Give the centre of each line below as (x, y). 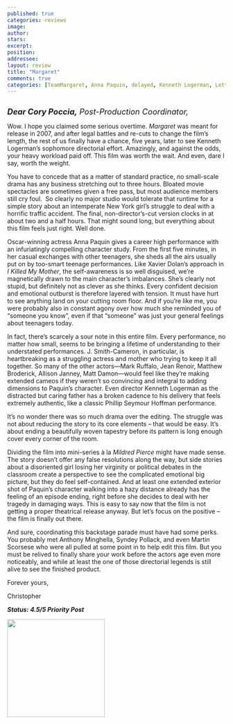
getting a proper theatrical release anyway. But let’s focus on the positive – (114, 511)
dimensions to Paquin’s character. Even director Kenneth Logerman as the (113, 388)
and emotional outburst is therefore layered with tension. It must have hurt (113, 293)
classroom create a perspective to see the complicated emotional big (106, 474)
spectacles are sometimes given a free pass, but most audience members (113, 191)
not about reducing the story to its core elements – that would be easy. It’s (113, 424)
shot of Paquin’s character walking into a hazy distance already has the (109, 489)
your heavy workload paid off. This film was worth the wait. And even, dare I (116, 156)
